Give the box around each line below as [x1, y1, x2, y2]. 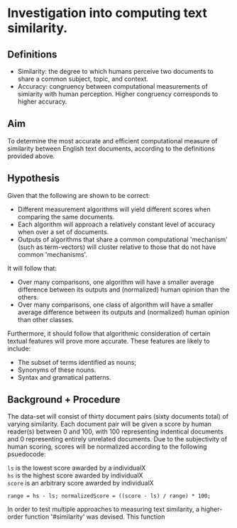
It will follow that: [7, 264, 57, 273]
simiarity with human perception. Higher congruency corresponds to [17, 90, 219, 98]
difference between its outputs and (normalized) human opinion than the [17, 285, 230, 294]
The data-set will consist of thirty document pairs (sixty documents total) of [7, 412, 229, 421]
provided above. [7, 151, 55, 160]
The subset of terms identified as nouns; [17, 358, 137, 366]
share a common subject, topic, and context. [17, 75, 149, 83]
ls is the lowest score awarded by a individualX [7, 463, 146, 473]
